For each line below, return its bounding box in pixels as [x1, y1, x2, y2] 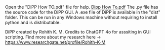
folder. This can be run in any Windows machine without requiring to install [5, 15, 157, 20]
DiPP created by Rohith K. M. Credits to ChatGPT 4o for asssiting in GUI [5, 29, 151, 34]
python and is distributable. [5, 19, 61, 25]
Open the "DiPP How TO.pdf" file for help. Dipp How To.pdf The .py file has [5, 4, 159, 10]
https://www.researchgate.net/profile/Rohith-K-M [5, 39, 106, 45]
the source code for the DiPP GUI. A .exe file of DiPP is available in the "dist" [5, 9, 161, 15]
